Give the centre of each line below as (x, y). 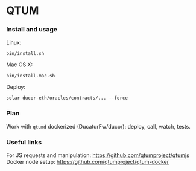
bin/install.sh (25, 54)
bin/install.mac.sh (31, 76)
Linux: (14, 42)
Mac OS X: (20, 65)
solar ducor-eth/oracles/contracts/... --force (67, 98)
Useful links (24, 142)
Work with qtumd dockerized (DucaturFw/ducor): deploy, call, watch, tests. (99, 126)
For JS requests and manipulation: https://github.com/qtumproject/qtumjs (98, 155)
